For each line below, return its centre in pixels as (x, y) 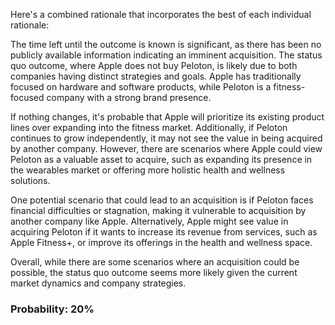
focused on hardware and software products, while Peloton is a (141, 87)
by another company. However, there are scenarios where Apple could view (166, 148)
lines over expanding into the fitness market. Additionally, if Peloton (149, 127)
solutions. (30, 180)
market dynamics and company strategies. (98, 283)
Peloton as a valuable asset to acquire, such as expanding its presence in (161, 159)
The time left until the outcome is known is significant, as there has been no (166, 44)
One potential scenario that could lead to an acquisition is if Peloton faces (162, 200)
